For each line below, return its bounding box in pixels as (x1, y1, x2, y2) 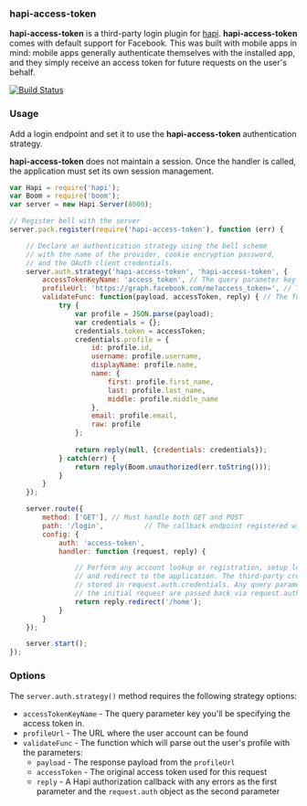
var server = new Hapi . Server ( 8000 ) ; (9, 200, 153, 209)
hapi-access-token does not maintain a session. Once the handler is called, (9, 155, 297, 166)
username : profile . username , (90, 352, 203, 361)
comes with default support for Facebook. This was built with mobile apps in (9, 37, 298, 48)
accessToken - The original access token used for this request (36, 766, 268, 777)
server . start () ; (26, 639, 89, 649)
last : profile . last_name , (107, 386, 206, 395)
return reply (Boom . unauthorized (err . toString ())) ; (74, 462, 272, 472)
